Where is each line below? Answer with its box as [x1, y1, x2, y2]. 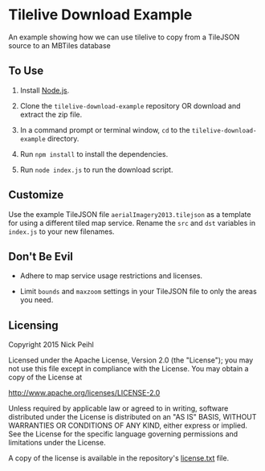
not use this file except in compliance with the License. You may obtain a [8, 364, 249, 374]
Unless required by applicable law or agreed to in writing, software [8, 403, 229, 413]
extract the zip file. [19, 109, 83, 119]
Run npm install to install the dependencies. [19, 149, 169, 158]
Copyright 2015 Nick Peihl [8, 340, 94, 350]
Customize [8, 188, 64, 202]
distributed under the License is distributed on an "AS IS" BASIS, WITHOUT [8, 412, 257, 422]
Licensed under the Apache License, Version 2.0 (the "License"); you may [8, 355, 254, 365]
